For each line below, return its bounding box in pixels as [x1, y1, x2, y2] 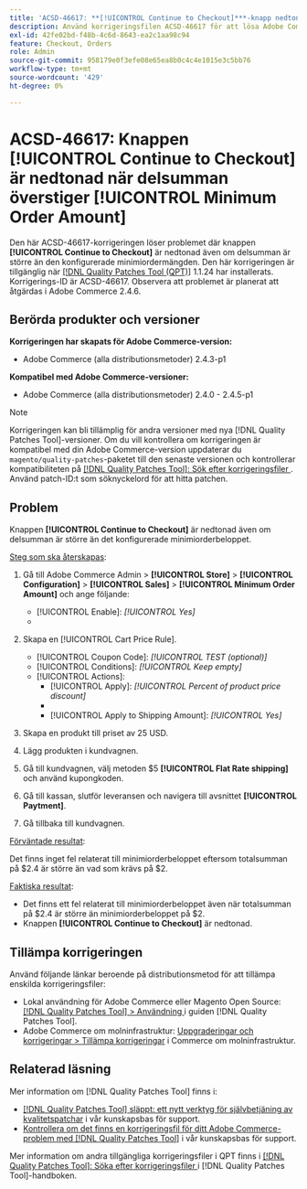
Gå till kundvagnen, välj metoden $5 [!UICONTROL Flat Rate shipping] [22, 763, 290, 774]
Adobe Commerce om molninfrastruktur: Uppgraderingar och [22, 1025, 254, 1036]
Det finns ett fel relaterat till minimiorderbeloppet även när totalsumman [22, 898, 291, 910]
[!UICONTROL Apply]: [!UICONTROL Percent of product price [49, 680, 281, 691]
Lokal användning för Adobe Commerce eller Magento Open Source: [22, 996, 281, 1007]
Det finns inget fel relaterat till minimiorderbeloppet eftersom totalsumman [9, 853, 288, 864]
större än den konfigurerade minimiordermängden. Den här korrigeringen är [9, 256, 295, 267]
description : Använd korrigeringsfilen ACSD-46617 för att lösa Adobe [9, 22, 284, 31]
